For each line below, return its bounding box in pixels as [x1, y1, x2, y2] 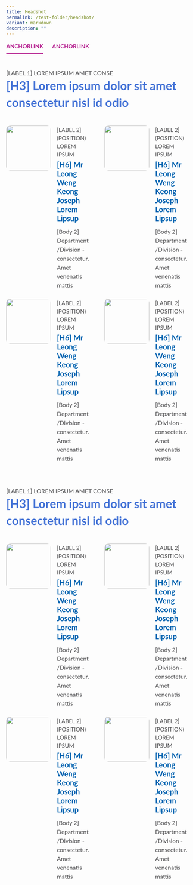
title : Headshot [6, 8, 46, 15]
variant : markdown [6, 20, 52, 26]
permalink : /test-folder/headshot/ [6, 14, 95, 20]
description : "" [6, 25, 46, 32]
